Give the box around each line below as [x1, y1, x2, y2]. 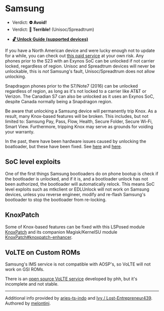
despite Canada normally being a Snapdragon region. [5, 98, 113, 104]
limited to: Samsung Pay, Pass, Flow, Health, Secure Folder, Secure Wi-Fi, [5, 118, 153, 124]
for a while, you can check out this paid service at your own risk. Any [5, 52, 144, 59]
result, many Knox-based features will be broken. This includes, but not [5, 113, 149, 119]
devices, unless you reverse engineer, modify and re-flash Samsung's [5, 191, 146, 197]
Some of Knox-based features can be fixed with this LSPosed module [5, 223, 145, 230]
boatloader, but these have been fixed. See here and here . [5, 143, 122, 149]
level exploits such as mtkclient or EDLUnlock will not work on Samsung [5, 186, 150, 192]
